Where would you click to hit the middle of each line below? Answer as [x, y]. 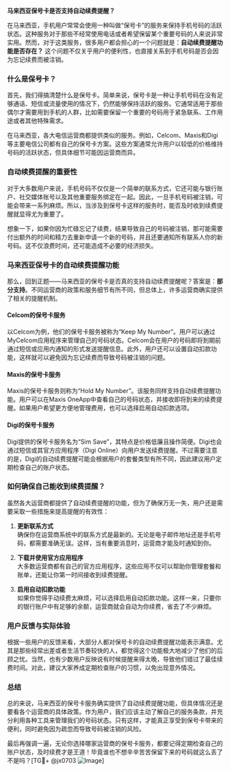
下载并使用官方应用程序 [50, 557]
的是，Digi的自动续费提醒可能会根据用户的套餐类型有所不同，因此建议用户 [112, 459]
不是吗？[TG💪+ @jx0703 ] [56, 761]
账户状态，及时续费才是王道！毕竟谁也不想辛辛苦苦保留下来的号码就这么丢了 [115, 752]
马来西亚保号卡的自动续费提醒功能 [63, 265]
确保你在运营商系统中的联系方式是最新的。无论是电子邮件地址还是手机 [116, 534]
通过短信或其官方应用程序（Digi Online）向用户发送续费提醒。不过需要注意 [112, 450]
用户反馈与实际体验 [39, 626]
